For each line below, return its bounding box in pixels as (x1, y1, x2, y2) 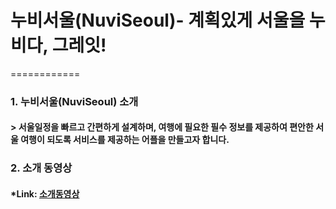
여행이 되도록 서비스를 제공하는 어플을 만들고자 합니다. (20, 134, 230, 146)
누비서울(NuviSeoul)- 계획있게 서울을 (10, 9, 306, 32)
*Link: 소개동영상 (10, 187, 80, 200)
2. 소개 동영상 (10, 161, 73, 175)
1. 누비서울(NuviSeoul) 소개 (10, 94, 139, 108)
